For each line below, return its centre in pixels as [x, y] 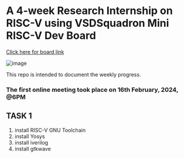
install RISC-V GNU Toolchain [50, 130]
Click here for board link [35, 51]
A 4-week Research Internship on [89, 11]
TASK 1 [19, 116]
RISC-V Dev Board [51, 36]
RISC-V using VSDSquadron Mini [88, 23]
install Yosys [30, 136]
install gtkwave [33, 149]
